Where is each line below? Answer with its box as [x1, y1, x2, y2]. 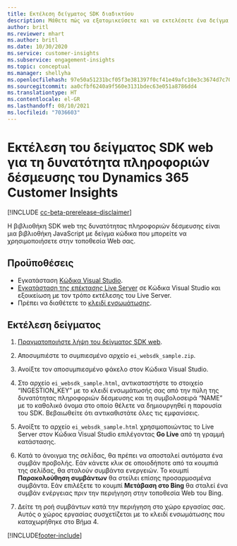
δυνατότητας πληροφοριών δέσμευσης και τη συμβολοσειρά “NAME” [17, 394, 223, 402]
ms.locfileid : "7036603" [7, 109, 80, 116]
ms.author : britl [7, 37, 59, 44]
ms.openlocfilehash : [7, 76, 68, 83]
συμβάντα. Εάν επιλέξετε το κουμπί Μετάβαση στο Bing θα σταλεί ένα [17, 482, 229, 490]
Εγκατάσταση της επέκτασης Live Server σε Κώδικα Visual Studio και [17, 284, 221, 292]
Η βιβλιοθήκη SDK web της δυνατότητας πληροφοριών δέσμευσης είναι [7, 221, 220, 230]
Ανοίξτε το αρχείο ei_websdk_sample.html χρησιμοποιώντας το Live [17, 422, 214, 431]
